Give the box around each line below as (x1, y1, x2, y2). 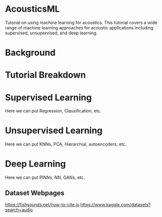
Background (5, 47, 56, 58)
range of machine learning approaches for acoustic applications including (5, 24, 154, 30)
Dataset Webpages (5, 189, 64, 197)
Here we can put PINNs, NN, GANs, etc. (5, 174, 85, 180)
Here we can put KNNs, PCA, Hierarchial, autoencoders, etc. (5, 141, 127, 147)
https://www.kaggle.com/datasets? (80, 201, 151, 207)
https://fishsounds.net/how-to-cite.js (5, 201, 80, 207)
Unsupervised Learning (5, 125, 103, 136)
